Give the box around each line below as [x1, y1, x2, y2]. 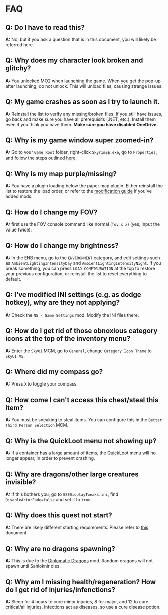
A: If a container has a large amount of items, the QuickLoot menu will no [5, 450, 156, 456]
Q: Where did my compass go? [5, 367, 103, 376]
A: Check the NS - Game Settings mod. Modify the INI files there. [5, 312, 139, 318]
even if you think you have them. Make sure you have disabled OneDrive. [5, 121, 158, 127]
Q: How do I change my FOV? [5, 208, 98, 216]
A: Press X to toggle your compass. [5, 381, 78, 387]
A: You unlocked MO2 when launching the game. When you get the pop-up [5, 78, 161, 84]
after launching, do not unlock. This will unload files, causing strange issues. [5, 83, 163, 89]
